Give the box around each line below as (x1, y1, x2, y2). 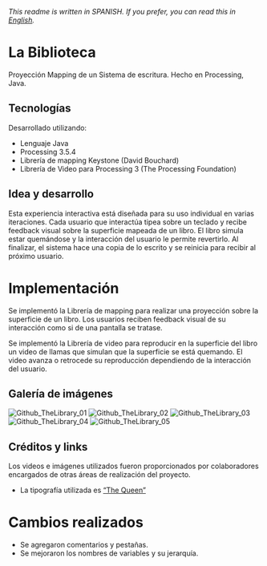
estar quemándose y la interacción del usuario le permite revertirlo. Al (8, 234, 239, 244)
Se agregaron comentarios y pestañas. (19, 540, 148, 550)
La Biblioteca (8, 43, 96, 62)
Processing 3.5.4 (19, 147, 76, 156)
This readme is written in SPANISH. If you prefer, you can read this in (8, 7, 237, 16)
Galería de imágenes (8, 386, 114, 400)
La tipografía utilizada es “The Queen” (19, 485, 147, 495)
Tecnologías (8, 102, 71, 115)
